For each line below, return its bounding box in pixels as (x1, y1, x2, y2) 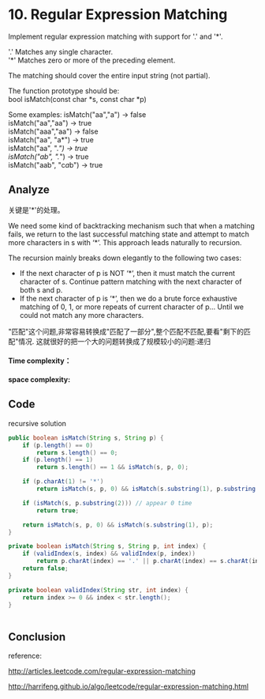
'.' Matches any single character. (8, 47, 113, 56)
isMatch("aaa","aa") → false (8, 127, 99, 136)
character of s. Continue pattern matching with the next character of (19, 277, 242, 286)
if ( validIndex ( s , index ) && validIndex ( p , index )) (22, 550, 196, 558)
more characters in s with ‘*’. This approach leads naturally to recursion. (8, 237, 242, 247)
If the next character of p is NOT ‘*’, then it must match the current (19, 268, 235, 278)
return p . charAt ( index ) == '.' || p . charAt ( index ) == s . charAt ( (36, 557, 252, 565)
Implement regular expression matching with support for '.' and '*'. (8, 32, 223, 41)
